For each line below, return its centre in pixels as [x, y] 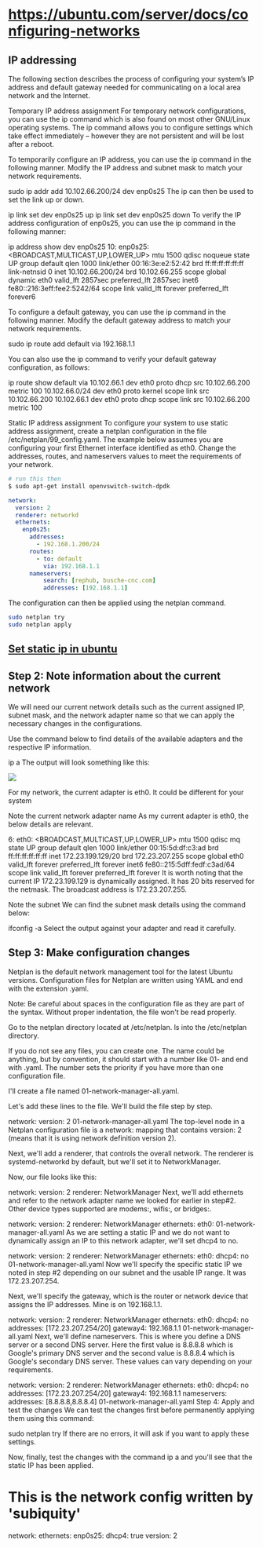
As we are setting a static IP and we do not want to [148, 1232]
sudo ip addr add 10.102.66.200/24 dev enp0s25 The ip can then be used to [131, 191]
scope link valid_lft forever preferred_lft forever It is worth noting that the [126, 873]
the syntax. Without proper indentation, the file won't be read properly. [122, 1012]
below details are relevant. [51, 824]
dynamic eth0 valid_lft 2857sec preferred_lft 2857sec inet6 [103, 280]
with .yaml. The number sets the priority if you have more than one [116, 1067]
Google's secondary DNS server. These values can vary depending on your [130, 1361]
